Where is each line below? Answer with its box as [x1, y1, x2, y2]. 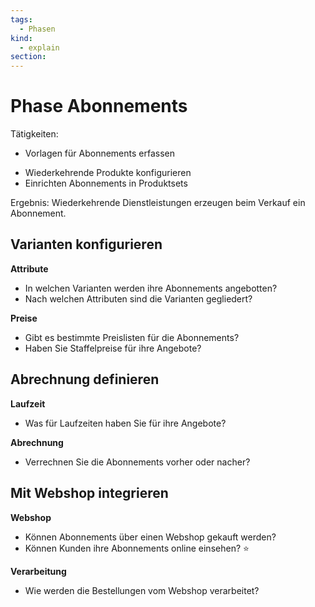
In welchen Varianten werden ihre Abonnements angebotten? [24, 282, 278, 294]
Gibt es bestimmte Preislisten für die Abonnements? [24, 331, 240, 343]
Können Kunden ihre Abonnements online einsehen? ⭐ [24, 542, 250, 554]
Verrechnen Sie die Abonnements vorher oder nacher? [24, 456, 251, 468]
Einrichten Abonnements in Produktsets [24, 177, 188, 190]
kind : [10, 33, 33, 43]
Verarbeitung [10, 565, 67, 577]
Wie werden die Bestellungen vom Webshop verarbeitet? [24, 584, 260, 596]
